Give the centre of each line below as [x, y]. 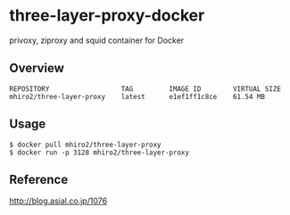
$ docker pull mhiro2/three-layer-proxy [86, 145]
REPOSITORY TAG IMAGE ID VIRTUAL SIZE [145, 89]
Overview [37, 68]
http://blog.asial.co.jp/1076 [58, 201]
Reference [39, 179]
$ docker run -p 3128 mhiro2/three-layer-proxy [99, 153]
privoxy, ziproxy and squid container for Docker [97, 40]
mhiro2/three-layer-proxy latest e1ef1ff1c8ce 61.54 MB [137, 96]
